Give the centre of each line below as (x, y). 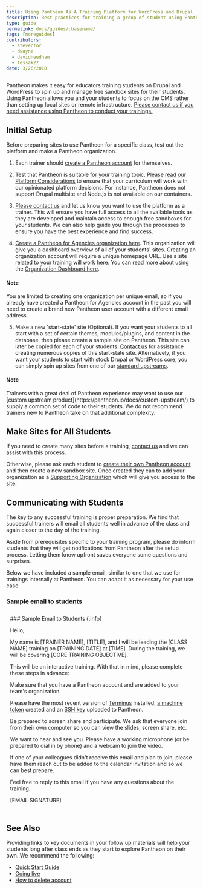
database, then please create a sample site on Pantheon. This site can (102, 340)
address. (17, 316)
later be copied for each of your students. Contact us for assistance (99, 346)
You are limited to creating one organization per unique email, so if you (94, 296)
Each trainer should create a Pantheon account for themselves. (93, 163)
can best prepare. (32, 770)
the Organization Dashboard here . (57, 269)
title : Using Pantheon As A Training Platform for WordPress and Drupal (100, 12)
